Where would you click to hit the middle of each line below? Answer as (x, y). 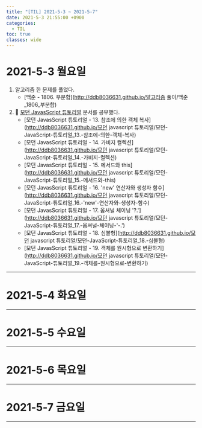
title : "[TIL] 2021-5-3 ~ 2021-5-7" (52, 12)
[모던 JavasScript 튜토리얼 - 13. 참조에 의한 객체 (81, 120)
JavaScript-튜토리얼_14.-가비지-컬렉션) (70, 157)
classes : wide (24, 40)
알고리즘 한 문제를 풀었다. (45, 89)
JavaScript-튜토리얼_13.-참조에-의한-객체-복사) (80, 135)
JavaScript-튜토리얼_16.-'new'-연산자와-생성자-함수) (87, 202)
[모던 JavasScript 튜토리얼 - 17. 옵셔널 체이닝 (77, 210)
